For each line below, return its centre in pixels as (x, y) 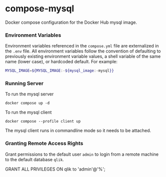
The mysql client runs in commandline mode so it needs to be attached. (78, 131)
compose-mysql (40, 9)
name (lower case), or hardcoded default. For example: (61, 62)
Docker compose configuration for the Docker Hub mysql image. (71, 22)
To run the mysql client (28, 112)
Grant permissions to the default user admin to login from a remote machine (82, 154)
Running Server (24, 84)
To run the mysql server (29, 94)
